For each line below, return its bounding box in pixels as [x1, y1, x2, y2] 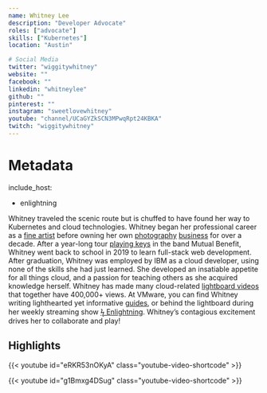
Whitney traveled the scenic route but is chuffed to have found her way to [8, 213, 250, 223]
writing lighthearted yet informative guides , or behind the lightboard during [8, 298, 254, 307]
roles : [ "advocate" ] [8, 26, 77, 34]
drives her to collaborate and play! [8, 316, 121, 325]
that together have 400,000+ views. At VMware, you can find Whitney [8, 290, 238, 299]
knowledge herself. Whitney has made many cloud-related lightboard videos [8, 281, 259, 290]
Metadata [8, 157, 73, 175]
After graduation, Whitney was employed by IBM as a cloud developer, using [8, 255, 259, 265]
